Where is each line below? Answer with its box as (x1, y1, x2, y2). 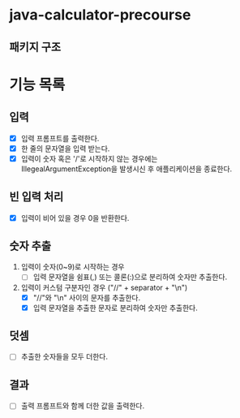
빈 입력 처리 (9, 190, 64, 204)
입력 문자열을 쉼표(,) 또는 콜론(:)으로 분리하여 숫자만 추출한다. (32, 272, 228, 282)
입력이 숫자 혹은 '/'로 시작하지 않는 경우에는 (20, 153, 158, 163)
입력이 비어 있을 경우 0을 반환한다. (20, 213, 130, 222)
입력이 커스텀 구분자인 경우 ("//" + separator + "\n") (20, 282, 188, 292)
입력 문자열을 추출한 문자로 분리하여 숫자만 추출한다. (32, 303, 198, 312)
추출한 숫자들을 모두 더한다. (20, 351, 109, 362)
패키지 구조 (9, 40, 62, 54)
